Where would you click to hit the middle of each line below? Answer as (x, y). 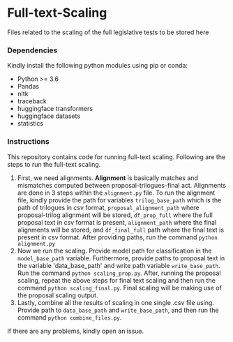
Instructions (29, 142)
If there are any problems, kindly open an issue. (76, 331)
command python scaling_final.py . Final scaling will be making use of (119, 288)
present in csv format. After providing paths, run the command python (117, 237)
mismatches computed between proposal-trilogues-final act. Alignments (122, 185)
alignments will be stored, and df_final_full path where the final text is (121, 230)
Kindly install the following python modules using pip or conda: (98, 66)
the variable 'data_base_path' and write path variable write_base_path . (119, 265)
